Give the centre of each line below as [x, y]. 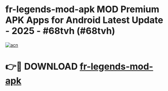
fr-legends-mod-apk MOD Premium [82, 9]
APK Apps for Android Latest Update [84, 20]
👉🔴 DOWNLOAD [41, 67]
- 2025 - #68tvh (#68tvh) [60, 31]
